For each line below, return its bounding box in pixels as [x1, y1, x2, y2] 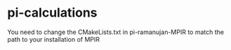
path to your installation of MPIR [7, 35, 100, 43]
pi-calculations [7, 5, 98, 21]
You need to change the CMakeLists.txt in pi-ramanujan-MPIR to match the [7, 28, 225, 36]
